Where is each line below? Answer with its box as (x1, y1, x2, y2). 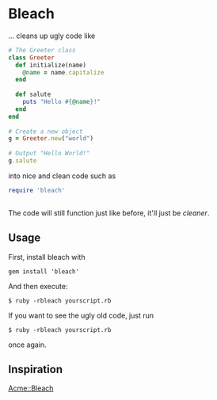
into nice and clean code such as (8, 171, 116, 181)
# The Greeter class (8, 46, 77, 54)
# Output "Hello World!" (8, 150, 90, 158)
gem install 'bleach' (8, 267, 80, 276)
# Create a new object (8, 128, 83, 135)
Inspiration (8, 362, 63, 376)
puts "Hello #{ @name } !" (22, 98, 101, 106)
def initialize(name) (15, 61, 87, 69)
